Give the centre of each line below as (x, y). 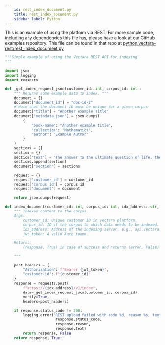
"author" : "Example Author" (60, 134)
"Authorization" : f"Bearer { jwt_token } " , (66, 270)
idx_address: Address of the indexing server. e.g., (78, 229)
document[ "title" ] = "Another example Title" (61, 112)
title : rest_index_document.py (46, 14)
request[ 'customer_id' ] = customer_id (54, 180)
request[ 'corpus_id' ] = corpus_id (49, 185)
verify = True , (36, 297)
